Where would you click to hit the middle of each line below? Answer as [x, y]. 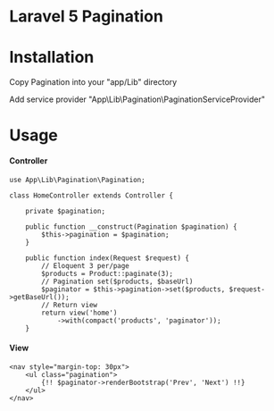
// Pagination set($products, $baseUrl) [117, 281]
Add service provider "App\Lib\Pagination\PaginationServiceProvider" [137, 99]
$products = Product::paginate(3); [108, 273]
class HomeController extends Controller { [91, 195]
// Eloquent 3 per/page [85, 265]
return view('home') [79, 313]
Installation [52, 58]
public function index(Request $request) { [108, 258]
